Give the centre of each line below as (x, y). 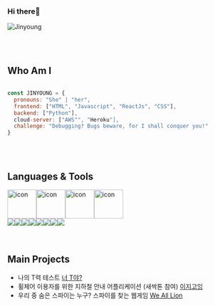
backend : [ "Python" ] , (46, 113)
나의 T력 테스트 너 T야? (50, 278)
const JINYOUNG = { (36, 93)
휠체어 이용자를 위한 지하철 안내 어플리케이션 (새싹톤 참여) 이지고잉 (110, 286)
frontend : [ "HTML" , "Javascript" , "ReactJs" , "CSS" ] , (95, 106)
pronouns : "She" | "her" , (52, 100)
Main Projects (38, 259)
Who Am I (30, 70)
